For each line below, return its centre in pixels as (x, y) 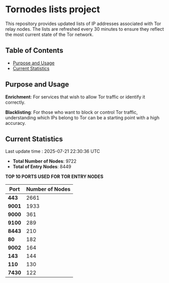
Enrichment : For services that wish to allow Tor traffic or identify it (75, 97)
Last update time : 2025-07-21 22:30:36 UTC (53, 151)
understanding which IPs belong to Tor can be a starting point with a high (82, 117)
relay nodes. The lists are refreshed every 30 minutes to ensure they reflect (85, 29)
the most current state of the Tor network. (49, 34)
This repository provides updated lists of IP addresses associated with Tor (83, 24)
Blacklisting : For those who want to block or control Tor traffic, (71, 112)
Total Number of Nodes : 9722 (44, 161)
